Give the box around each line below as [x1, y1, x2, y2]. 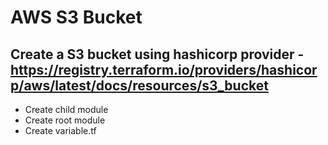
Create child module [24, 104, 109, 115]
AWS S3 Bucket [10, 6, 143, 29]
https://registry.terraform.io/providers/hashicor [10, 61, 318, 78]
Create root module [24, 114, 106, 126]
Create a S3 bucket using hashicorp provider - [10, 46, 305, 63]
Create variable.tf [24, 125, 97, 136]
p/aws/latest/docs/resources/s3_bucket [10, 77, 269, 94]
